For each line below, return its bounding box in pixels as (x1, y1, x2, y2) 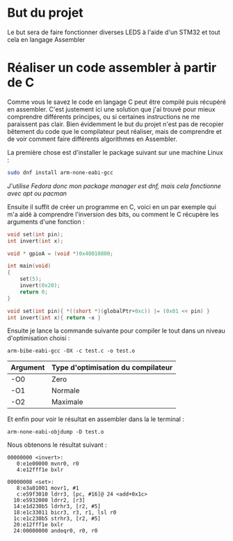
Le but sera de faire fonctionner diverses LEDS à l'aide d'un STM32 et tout (7, 28, 220, 36)
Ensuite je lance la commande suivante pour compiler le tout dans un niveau (7, 326, 226, 335)
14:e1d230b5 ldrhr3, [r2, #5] (13, 503, 101, 510)
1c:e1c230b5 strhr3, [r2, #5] (13, 515, 101, 522)
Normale (51, 386, 80, 395)
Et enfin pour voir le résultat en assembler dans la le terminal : (7, 415, 184, 423)
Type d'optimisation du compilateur (51, 363, 172, 372)
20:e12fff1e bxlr (13, 521, 64, 528)
